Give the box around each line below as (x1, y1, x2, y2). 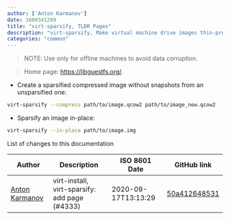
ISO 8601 (120, 156, 152, 165)
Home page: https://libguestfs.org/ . (23, 68, 123, 76)
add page (53, 193, 84, 202)
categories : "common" (7, 36, 69, 42)
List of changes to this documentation (7, 139, 114, 147)
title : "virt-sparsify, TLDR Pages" (7, 23, 112, 29)
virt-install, (53, 175, 89, 185)
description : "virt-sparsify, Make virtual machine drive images (7, 29, 197, 36)
